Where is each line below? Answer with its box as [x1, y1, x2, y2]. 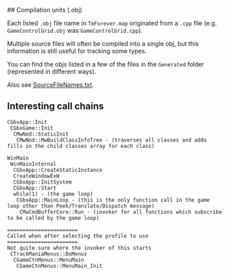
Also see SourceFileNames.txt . [7, 81, 94, 88]
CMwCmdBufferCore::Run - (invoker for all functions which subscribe [19, 208, 223, 215]
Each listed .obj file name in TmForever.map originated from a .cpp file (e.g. [7, 19, 217, 27]
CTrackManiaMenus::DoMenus [10, 250, 88, 258]
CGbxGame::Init [10, 125, 53, 131]
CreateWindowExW [13, 173, 60, 179]
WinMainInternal [10, 160, 57, 167]
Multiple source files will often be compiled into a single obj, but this [7, 40, 199, 47]
